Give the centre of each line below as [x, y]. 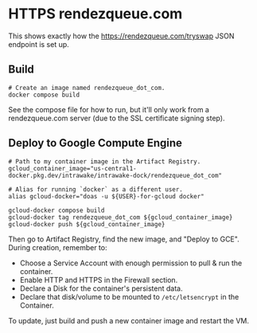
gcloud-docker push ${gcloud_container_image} [87, 224]
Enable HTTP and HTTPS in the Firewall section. [99, 280]
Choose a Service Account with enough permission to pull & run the [131, 263]
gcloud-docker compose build [56, 210]
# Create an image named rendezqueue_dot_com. [87, 88]
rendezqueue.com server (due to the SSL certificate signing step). [117, 118]
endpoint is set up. [39, 44]
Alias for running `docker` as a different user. [99, 189]
